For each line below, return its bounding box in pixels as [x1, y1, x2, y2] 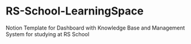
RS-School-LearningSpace [5, 4, 144, 18]
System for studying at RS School [5, 30, 90, 37]
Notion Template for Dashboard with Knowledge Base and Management [5, 24, 186, 31]
